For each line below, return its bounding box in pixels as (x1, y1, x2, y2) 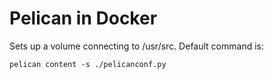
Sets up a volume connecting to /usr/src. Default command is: (9, 40, 264, 52)
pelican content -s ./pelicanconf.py (9, 59, 167, 69)
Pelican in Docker (9, 7, 158, 30)
